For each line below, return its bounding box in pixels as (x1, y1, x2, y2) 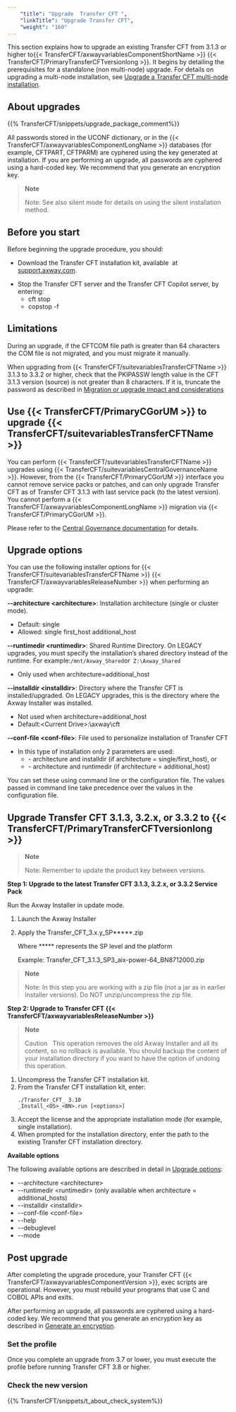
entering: (17, 287, 44, 295)
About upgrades (7, 100, 81, 113)
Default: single (17, 620, 60, 629)
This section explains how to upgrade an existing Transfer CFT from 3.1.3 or (7, 43, 227, 52)
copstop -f (27, 302, 59, 311)
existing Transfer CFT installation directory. (17, 1138, 143, 1146)
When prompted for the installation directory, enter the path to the (17, 1130, 209, 1139)
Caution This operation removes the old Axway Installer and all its (24, 1039, 218, 1048)
